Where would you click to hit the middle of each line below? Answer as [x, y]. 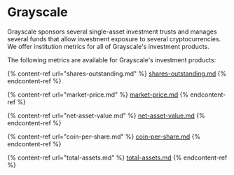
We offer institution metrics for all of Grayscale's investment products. [109, 46]
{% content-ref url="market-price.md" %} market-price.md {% [98, 94]
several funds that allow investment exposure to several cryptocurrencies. [114, 38]
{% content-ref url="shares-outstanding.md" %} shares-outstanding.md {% [117, 73]
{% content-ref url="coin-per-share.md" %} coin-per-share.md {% [104, 136]
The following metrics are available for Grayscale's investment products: [112, 59]
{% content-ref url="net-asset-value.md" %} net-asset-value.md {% [106, 115]
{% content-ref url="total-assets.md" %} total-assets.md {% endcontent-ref [117, 157]
